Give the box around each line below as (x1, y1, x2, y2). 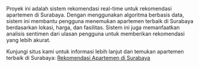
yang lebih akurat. (6, 37, 51, 43)
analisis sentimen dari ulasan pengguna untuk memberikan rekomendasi (6, 30, 185, 37)
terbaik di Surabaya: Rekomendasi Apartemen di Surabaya (6, 55, 150, 61)
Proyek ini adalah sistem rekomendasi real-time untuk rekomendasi (6, 5, 172, 12)
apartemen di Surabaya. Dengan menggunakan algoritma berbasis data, (6, 11, 185, 18)
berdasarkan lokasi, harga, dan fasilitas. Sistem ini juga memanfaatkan (6, 24, 180, 31)
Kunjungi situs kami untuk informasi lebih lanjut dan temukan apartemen (6, 48, 184, 55)
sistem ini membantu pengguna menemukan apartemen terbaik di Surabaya (6, 18, 194, 24)
